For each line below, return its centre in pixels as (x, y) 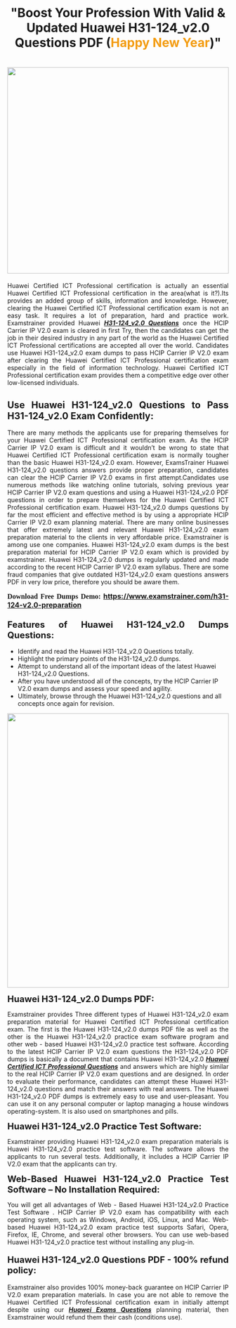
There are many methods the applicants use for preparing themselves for (118, 433)
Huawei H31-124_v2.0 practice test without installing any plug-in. (101, 1242)
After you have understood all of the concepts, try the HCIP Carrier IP (118, 681)
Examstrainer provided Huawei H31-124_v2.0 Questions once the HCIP (118, 323)
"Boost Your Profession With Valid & (118, 13)
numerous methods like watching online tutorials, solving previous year (118, 485)
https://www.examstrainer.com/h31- (166, 596)
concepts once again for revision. (66, 704)
